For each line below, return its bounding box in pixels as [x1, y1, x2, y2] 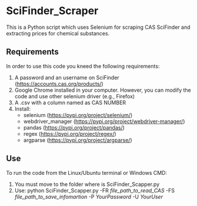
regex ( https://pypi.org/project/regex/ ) [23, 130, 116, 137]
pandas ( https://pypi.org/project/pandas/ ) [23, 124, 125, 131]
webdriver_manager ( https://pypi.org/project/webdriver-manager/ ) [23, 118, 185, 125]
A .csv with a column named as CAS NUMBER [14, 99, 126, 106]
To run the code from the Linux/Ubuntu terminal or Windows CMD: [6, 169, 168, 176]
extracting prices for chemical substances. [6, 29, 110, 36]
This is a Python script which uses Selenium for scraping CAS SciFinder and [6, 24, 191, 31]
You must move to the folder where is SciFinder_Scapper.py [14, 181, 160, 188]
